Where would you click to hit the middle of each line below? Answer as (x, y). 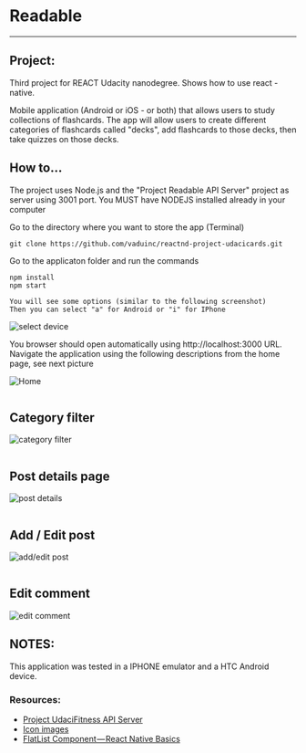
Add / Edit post (52, 535)
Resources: (35, 699)
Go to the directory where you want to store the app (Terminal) (127, 227)
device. (23, 675)
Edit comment (50, 594)
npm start (28, 285)
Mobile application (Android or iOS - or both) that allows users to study (143, 110)
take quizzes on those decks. (65, 139)
